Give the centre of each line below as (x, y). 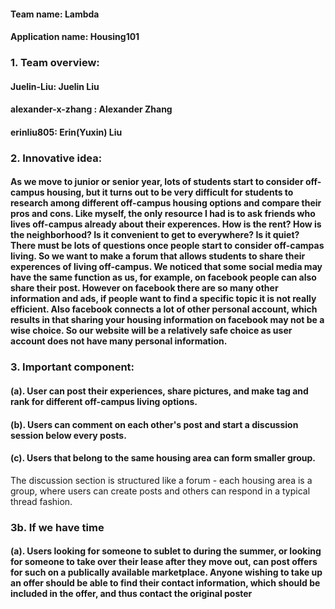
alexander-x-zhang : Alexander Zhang (91, 109)
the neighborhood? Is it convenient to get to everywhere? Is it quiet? (155, 235)
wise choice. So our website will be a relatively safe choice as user (151, 331)
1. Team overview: (55, 63)
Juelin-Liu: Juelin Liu (55, 86)
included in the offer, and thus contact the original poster (131, 594)
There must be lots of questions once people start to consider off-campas (167, 246)
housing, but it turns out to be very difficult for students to (170, 192)
